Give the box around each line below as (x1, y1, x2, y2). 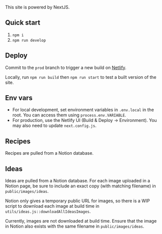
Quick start (5, 18, 41, 27)
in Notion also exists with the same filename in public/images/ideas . (5, 223, 145, 230)
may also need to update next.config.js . (12, 122, 97, 128)
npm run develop (12, 38, 46, 43)
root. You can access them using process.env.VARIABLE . (12, 112, 126, 118)
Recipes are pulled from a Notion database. (5, 150, 94, 156)
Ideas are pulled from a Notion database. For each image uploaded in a (5, 178, 150, 184)
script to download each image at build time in (5, 203, 100, 209)
